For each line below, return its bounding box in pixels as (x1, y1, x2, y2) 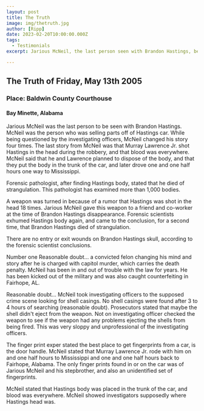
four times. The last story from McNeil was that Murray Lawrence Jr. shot (6, 142, 190, 149)
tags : (6, 37, 20, 43)
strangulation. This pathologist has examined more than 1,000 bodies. (6, 186, 181, 193)
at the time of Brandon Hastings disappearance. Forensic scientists (6, 210, 174, 218)
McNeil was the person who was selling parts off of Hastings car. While (6, 129, 185, 136)
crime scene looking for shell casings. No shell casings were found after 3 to (6, 298, 198, 305)
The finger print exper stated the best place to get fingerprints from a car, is (6, 341, 196, 349)
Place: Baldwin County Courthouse (6, 95, 112, 103)
